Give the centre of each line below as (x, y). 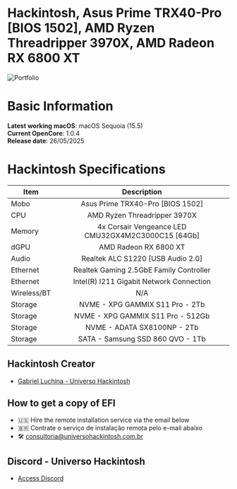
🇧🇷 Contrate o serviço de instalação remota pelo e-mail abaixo (110, 428)
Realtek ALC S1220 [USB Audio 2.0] (142, 258)
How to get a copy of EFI (61, 403)
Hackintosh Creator (51, 364)
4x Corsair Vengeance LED (142, 226)
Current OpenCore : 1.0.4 (43, 133)
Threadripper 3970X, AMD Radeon (111, 43)
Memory (25, 231)
